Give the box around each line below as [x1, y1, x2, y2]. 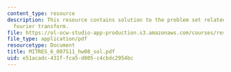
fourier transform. [13, 23, 69, 29]
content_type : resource [7, 10, 76, 17]
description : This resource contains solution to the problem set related [7, 16, 226, 23]
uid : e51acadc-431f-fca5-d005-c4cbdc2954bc [7, 55, 134, 62]
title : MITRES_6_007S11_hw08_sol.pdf [7, 49, 115, 56]
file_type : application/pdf [7, 36, 88, 43]
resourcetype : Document [7, 42, 76, 49]
